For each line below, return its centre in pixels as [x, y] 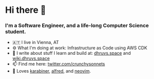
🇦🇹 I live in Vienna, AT [36, 42]
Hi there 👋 [26, 10]
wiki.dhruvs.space [31, 58]
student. [16, 32]
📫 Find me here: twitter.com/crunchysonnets [59, 64]
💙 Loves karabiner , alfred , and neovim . [51, 71]
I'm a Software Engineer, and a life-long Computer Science [77, 26]
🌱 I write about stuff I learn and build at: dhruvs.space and [72, 53]
